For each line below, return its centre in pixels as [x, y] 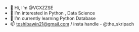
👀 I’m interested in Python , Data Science [52, 13]
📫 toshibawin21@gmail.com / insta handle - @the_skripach [72, 24]
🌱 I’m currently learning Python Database [53, 18]
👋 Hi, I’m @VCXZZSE [32, 8]
